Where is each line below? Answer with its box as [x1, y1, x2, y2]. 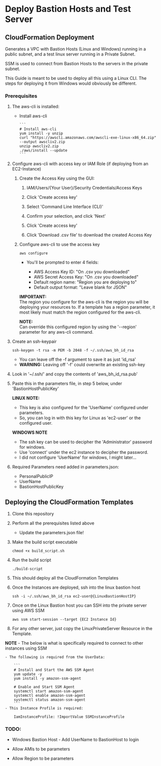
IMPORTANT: [19, 294, 47, 300]
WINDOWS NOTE [12, 430, 48, 435]
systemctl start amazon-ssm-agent [14, 689, 83, 694]
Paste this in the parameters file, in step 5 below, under [12, 381, 122, 387]
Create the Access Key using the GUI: [19, 175, 95, 181]
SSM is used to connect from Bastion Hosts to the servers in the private [5, 61, 148, 66]
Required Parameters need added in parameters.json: [12, 464, 119, 470]
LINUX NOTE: [12, 395, 40, 401]
